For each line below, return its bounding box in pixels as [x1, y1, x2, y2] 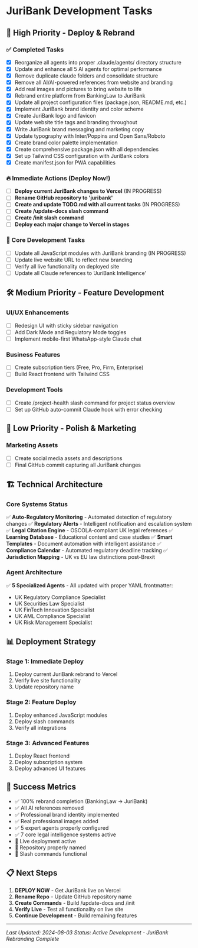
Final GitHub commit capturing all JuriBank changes [14, 461, 141, 468]
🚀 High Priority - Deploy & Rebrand [6, 28, 136, 38]
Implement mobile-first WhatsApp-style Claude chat [14, 335, 142, 342]
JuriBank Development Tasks [6, 4, 153, 18]
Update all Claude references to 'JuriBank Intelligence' [14, 270, 147, 277]
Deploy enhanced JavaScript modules [14, 711, 108, 719]
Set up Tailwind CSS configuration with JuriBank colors [14, 152, 149, 159]
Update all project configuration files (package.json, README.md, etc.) [14, 99, 187, 106]
